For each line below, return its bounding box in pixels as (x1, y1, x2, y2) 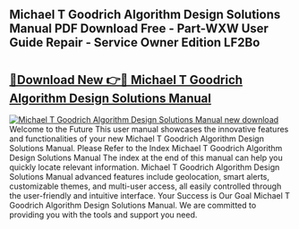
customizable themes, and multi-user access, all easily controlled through (9, 181, 282, 191)
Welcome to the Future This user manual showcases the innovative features (9, 124, 289, 134)
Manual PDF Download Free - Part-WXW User (9, 21, 269, 37)
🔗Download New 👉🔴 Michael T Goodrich (9, 72, 243, 88)
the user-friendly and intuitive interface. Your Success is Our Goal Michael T (9, 191, 291, 200)
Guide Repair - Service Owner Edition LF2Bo (9, 35, 261, 50)
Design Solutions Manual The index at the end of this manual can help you (9, 152, 284, 163)
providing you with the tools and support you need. (9, 209, 198, 220)
